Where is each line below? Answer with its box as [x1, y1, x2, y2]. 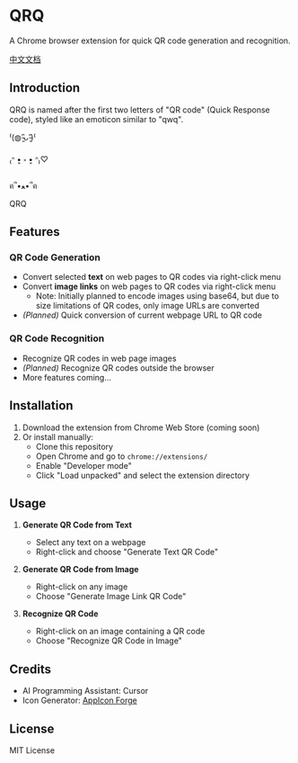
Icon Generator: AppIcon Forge [22, 695, 137, 706]
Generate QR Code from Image [22, 564, 139, 575]
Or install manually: [22, 431, 94, 442]
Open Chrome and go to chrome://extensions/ [35, 451, 208, 462]
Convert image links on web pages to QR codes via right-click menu [22, 281, 276, 292]
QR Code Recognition [9, 332, 105, 345]
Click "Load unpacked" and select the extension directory [35, 470, 250, 480]
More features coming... [22, 372, 112, 382]
